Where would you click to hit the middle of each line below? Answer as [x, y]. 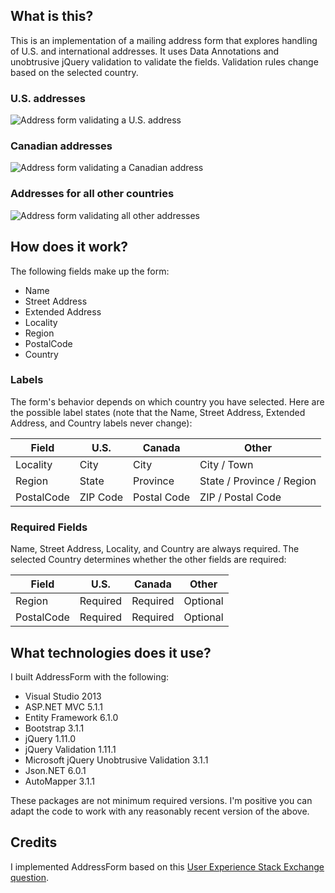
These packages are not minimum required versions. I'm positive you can [161, 800]
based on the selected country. [74, 72]
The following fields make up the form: [90, 271]
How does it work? [69, 247]
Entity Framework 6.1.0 [71, 717]
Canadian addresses [61, 146]
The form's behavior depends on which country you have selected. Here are [167, 401]
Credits [34, 842]
